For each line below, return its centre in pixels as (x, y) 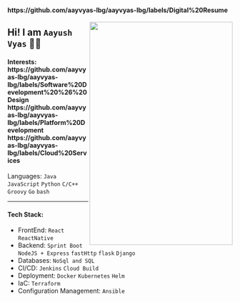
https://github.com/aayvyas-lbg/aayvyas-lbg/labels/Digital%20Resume (118, 10)
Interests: (22, 61)
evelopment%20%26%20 (47, 92)
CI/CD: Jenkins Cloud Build (58, 268)
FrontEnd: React (41, 230)
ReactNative (35, 238)
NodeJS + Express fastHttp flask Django (76, 253)
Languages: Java (32, 176)
